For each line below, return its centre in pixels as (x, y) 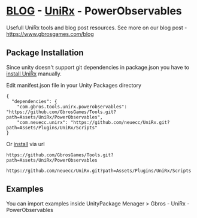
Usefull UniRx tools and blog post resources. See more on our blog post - (97, 28)
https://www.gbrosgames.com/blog (50, 34)
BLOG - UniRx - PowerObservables (94, 11)
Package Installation (45, 53)
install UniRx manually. (34, 74)
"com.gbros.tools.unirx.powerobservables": (72, 107)
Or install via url (25, 144)
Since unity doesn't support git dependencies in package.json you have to (98, 67)
